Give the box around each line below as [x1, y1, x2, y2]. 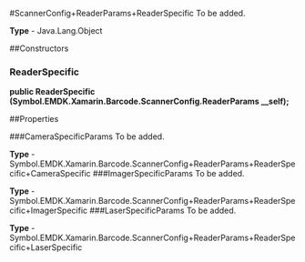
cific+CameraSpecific [9, 168, 91, 179]
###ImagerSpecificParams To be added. [92, 168, 245, 179]
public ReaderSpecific [9, 86, 96, 97]
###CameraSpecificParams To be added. [9, 131, 166, 142]
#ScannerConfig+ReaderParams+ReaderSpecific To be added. [9, 8, 246, 18]
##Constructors [9, 43, 69, 54]
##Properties [9, 114, 59, 125]
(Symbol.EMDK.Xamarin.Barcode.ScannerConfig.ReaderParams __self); [9, 96, 290, 107]
